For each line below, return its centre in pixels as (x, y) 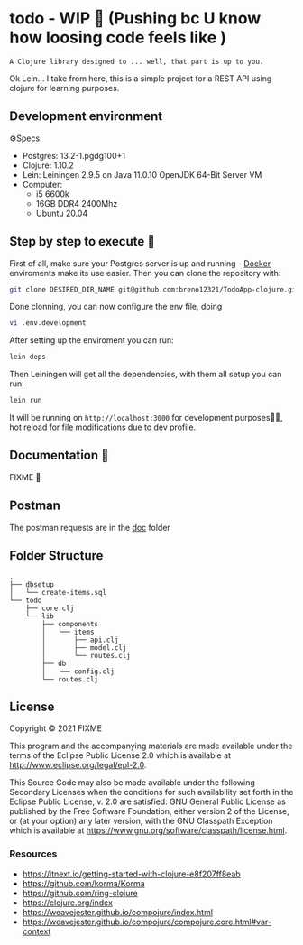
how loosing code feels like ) (118, 37)
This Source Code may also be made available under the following (132, 783)
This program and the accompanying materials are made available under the (151, 746)
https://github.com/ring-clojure (80, 893)
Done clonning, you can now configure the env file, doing (116, 307)
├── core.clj (50, 608)
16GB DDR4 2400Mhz (77, 203)
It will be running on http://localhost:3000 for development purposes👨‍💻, (146, 418)
